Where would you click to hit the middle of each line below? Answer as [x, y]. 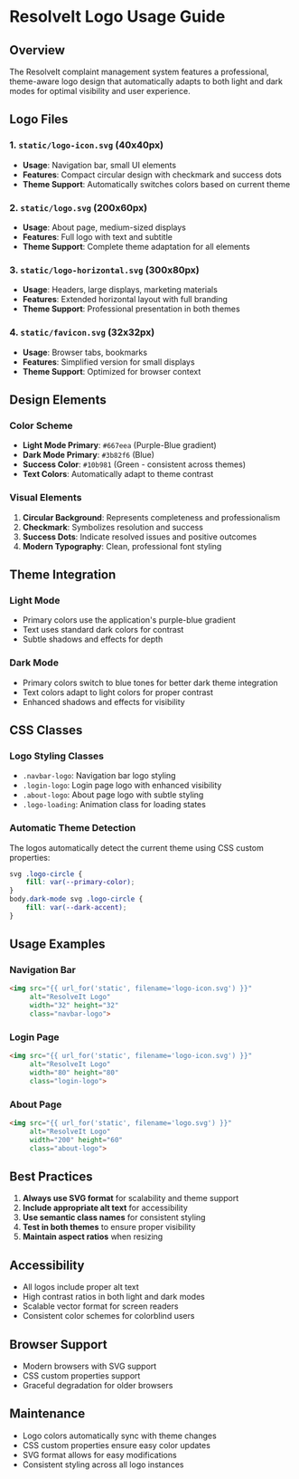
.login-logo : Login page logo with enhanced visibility [122, 786]
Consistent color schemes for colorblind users [108, 1316]
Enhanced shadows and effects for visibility [103, 701]
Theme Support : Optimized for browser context [112, 371]
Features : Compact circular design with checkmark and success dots [152, 175]
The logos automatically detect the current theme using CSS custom [136, 847]
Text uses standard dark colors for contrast [103, 630]
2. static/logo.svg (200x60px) [78, 207]
